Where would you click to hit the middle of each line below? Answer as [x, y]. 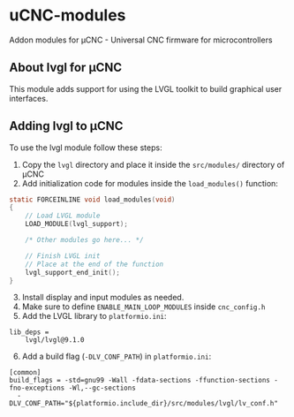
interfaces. [29, 98]
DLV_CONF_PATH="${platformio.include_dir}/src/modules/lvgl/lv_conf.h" [143, 404]
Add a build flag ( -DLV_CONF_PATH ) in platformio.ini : [117, 356]
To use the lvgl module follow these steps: [86, 148]
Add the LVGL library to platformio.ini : [94, 316]
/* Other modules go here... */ [84, 240]
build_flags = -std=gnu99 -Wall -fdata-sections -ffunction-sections [140, 381]
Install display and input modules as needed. [103, 298]
